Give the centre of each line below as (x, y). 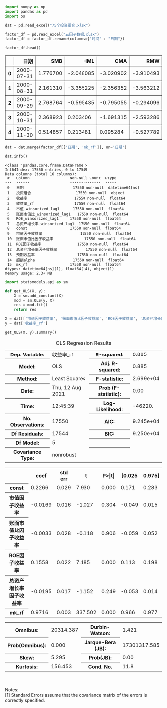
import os (15, 16)
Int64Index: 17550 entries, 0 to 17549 (46, 170)
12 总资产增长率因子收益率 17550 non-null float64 (72, 249)
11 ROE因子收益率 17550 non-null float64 (68, 244)
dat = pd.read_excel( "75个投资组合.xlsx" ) (48, 25)
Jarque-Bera (100, 642)
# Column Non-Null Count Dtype (62, 178)
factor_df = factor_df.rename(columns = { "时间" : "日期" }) (65, 39)
